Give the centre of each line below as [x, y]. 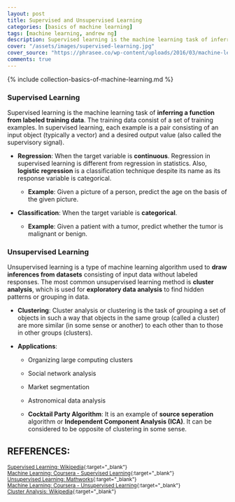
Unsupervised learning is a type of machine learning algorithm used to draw [117, 267]
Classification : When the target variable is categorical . [97, 213]
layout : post [26, 14]
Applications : [37, 347]
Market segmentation [58, 387]
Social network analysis [62, 374]
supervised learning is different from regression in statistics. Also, [112, 163]
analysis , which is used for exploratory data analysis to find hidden [106, 290]
